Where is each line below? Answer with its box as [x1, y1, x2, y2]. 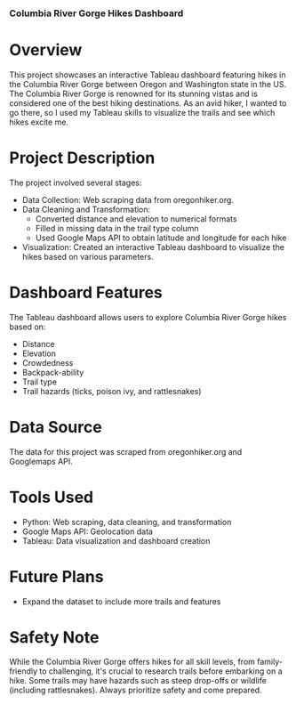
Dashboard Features [9, 282, 163, 303]
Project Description [9, 148, 156, 168]
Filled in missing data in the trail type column [35, 223, 199, 233]
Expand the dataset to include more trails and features [21, 595, 221, 607]
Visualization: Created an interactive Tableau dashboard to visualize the [21, 241, 284, 252]
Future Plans [9, 566, 104, 587]
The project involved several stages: [9, 177, 142, 188]
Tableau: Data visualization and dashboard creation [21, 535, 211, 546]
